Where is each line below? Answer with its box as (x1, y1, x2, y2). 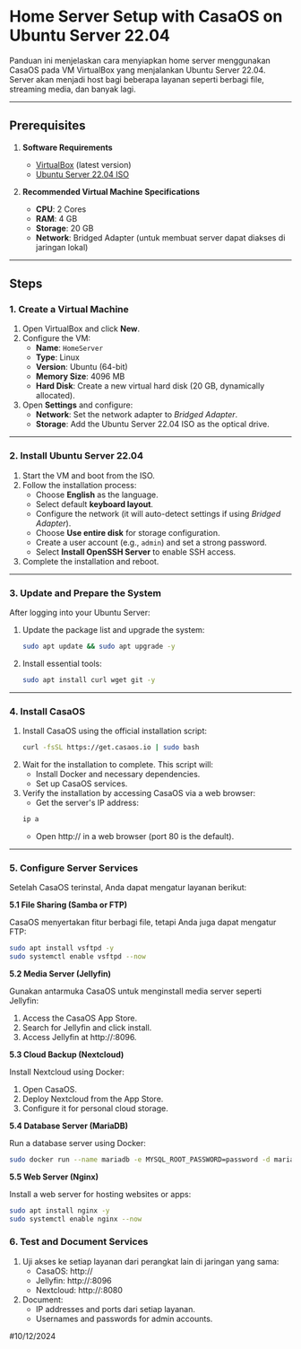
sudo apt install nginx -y (9, 1205, 110, 1215)
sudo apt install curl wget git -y (21, 675, 156, 684)
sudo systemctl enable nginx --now (9, 1214, 142, 1223)
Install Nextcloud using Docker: (9, 1066, 125, 1077)
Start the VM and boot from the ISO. (21, 469, 155, 481)
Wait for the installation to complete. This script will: (21, 758, 213, 769)
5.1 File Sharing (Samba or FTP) (9, 899, 128, 910)
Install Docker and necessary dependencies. (35, 768, 201, 779)
